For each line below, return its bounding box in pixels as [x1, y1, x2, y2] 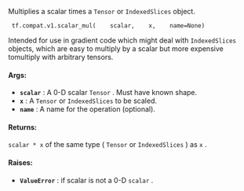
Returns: [8, 122, 38, 132]
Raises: [8, 158, 33, 167]
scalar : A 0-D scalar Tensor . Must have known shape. [19, 88, 198, 97]
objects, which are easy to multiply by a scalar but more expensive [8, 44, 224, 53]
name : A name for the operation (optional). [19, 105, 155, 114]
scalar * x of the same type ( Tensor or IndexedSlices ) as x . [8, 140, 207, 149]
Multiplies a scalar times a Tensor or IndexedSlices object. [8, 7, 196, 16]
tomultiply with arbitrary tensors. [8, 53, 114, 61]
